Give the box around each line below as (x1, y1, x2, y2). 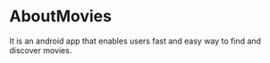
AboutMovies (9, 6, 112, 27)
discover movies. (9, 44, 72, 55)
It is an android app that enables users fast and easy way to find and (9, 35, 262, 46)
